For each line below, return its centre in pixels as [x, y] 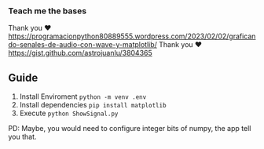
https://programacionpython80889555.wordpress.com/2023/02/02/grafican [132, 36]
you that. [22, 137]
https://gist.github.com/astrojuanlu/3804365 [81, 53]
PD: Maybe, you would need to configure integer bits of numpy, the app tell [130, 129]
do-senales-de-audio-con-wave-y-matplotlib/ [82, 45]
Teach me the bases [48, 11]
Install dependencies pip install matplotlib [93, 105]
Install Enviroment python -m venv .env [83, 96]
